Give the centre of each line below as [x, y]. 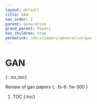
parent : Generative [26, 24]
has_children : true [26, 33]
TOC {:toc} [24, 96]
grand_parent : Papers [28, 29]
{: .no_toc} [16, 77]
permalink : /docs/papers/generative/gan [49, 38]
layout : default [22, 10]
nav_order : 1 [19, 19]
